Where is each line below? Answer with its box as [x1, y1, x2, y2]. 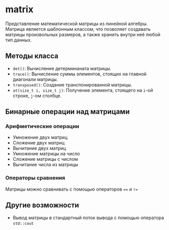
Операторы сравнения [5, 174, 66, 181]
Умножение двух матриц [12, 134, 68, 140]
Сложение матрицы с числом [12, 156, 78, 162]
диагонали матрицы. [12, 76, 58, 82]
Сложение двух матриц [12, 140, 65, 146]
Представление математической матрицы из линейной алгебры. [5, 20, 148, 27]
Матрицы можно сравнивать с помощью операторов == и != [5, 186, 138, 192]
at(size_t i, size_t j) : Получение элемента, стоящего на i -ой [12, 87, 154, 93]
